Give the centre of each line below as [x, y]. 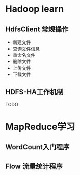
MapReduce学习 [40, 127]
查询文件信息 [26, 49]
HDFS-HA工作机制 [34, 92]
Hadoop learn [35, 9]
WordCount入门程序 [37, 147]
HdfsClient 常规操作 [37, 29]
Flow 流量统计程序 [34, 166]
